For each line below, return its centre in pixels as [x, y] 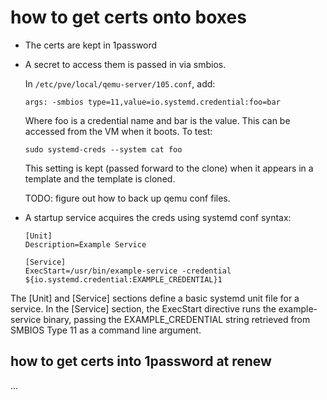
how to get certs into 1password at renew [141, 361]
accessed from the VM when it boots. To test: [118, 131]
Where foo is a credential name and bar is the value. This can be [157, 120]
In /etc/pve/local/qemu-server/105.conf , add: [120, 83]
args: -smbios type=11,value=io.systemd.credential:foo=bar [152, 102]
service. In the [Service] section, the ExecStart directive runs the [143, 308]
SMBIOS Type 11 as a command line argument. [106, 330]
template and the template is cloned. [100, 178]
